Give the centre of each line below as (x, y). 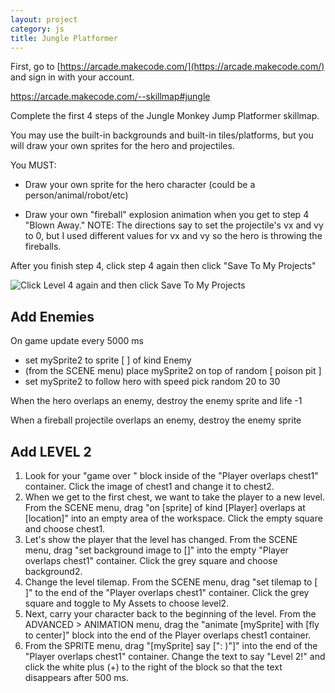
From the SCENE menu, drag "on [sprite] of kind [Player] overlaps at (165, 507)
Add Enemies (52, 316)
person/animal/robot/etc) (76, 195)
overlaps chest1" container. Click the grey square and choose (151, 560)
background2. (53, 571)
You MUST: (33, 165)
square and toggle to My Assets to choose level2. (127, 603)
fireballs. (43, 247)
